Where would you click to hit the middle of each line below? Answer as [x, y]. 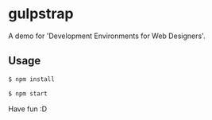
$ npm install [32, 79]
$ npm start [28, 93]
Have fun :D [28, 109]
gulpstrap [41, 14]
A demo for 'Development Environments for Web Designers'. [107, 36]
